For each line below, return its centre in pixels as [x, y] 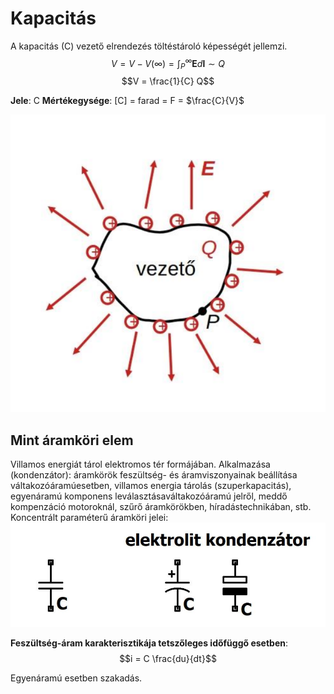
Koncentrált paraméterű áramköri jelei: [89, 518]
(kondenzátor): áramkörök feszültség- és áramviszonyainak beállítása [154, 475]
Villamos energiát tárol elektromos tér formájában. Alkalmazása [140, 464]
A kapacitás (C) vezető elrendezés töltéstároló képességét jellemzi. [149, 46]
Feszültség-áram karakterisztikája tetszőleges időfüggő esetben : [149, 643]
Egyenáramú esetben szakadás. [76, 678]
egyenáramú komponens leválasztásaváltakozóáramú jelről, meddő [149, 496]
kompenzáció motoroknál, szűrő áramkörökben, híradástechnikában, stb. [161, 507]
